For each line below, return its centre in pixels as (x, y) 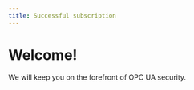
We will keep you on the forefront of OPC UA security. (97, 77)
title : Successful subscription (62, 16)
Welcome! (43, 55)
